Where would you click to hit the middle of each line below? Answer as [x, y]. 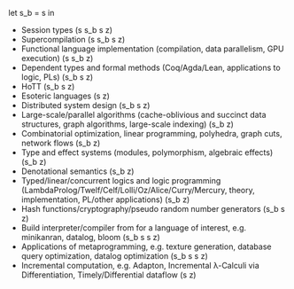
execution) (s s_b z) [57, 58]
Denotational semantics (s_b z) [77, 171]
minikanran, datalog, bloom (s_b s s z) [90, 237]
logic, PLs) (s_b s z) [57, 77]
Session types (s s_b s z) [66, 30]
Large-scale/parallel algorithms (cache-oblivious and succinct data [143, 115]
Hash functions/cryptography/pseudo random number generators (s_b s [153, 209]
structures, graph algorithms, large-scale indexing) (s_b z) [127, 124]
